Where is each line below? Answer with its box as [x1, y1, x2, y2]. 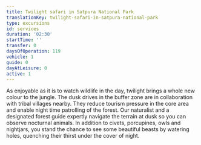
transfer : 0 [6, 43, 36, 49]
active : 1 [6, 71, 31, 77]
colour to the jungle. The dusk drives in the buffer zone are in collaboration [6, 94, 193, 101]
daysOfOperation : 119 [6, 48, 61, 54]
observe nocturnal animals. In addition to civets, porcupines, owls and [6, 119, 181, 127]
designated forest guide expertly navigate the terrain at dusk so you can [6, 113, 186, 120]
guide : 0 [6, 59, 28, 65]
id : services [6, 25, 39, 32]
